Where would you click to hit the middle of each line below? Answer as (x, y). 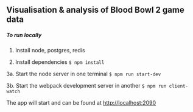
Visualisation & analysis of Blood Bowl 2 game (95, 10)
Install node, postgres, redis (50, 51)
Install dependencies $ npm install (60, 62)
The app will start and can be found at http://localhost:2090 (81, 103)
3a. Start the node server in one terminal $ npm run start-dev (84, 74)
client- (179, 86)
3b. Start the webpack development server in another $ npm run (86, 86)
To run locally (24, 35)
